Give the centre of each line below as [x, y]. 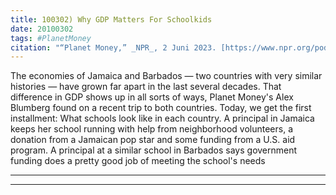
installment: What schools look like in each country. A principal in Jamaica [162, 118]
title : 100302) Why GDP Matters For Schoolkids [111, 19]
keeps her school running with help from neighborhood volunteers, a [152, 129]
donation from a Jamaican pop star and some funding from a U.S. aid [153, 140]
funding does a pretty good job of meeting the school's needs [138, 161]
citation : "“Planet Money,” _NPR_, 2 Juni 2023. [113, 47]
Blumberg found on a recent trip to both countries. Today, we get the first [161, 108]
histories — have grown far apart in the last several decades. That [146, 87]
